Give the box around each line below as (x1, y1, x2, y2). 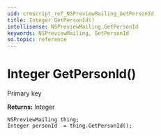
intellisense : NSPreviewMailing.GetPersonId (7, 23, 139, 30)
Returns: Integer (7, 103, 55, 112)
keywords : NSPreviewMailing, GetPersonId (7, 29, 130, 37)
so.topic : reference (7, 36, 68, 43)
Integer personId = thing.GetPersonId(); (7, 123, 132, 130)
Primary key (7, 89, 42, 98)
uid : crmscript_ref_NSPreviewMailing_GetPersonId (7, 10, 155, 17)
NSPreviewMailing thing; (7, 116, 79, 123)
